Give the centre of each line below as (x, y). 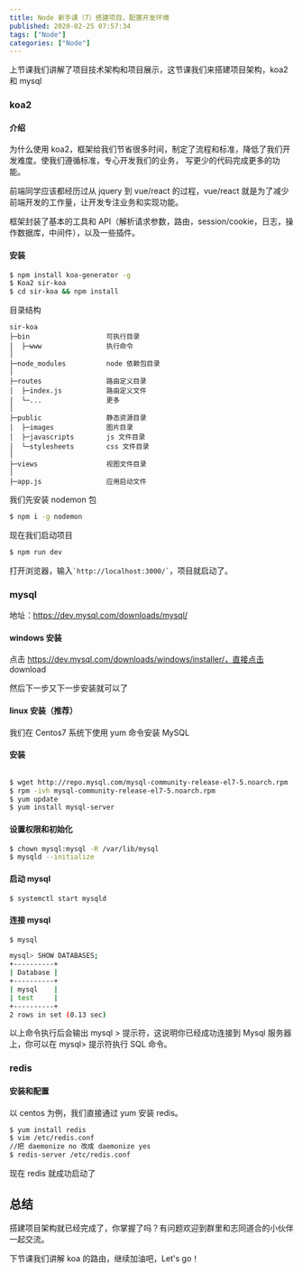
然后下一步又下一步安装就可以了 (69, 688)
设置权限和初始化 (41, 829)
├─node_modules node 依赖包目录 (85, 364)
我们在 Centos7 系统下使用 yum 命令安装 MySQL (100, 732)
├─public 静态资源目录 (78, 418)
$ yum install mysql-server (62, 808)
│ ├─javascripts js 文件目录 (78, 437)
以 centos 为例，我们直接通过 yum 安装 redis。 (96, 1112)
